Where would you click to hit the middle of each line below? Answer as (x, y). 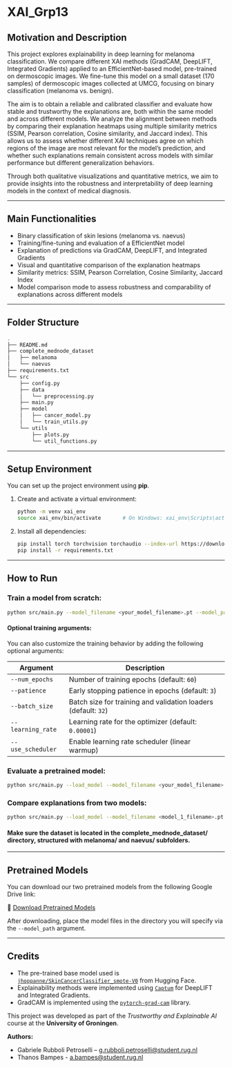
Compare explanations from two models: (77, 803)
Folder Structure (43, 323)
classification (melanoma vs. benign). (60, 91)
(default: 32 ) (88, 710)
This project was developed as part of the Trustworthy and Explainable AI (112, 1016)
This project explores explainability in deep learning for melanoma (101, 54)
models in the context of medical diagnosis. (69, 191)
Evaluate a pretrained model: (56, 770)
